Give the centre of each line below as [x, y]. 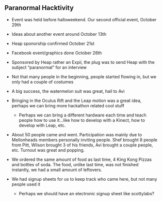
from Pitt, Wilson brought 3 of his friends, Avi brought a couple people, [82, 145]
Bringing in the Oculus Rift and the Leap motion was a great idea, [76, 100]
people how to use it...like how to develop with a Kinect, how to [82, 120]
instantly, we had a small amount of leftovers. [57, 170]
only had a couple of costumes [42, 82]
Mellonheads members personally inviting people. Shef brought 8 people [84, 140]
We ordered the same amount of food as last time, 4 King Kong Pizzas [82, 159]
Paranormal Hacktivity [39, 8]
